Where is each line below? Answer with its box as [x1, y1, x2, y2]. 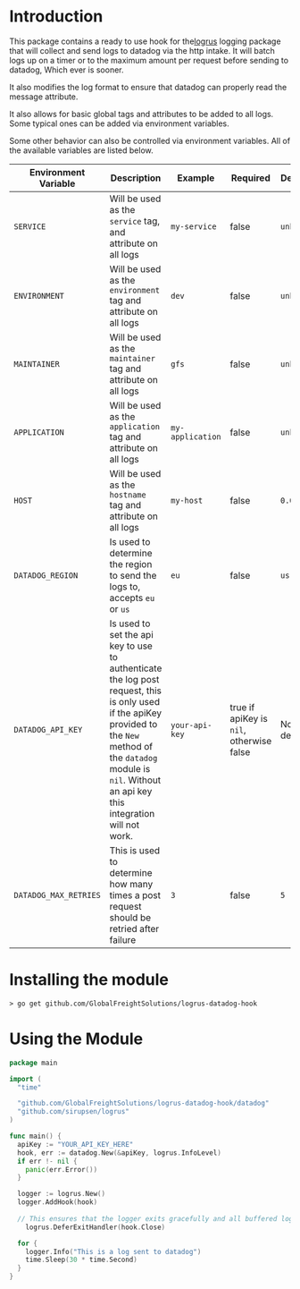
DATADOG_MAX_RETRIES [13, 890, 101, 900]
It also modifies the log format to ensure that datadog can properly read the [9, 81, 287, 92]
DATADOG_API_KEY [13, 725, 83, 734]
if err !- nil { [17, 1157, 78, 1166]
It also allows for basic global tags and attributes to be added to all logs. [9, 108, 274, 119]
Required [230, 172, 271, 184]
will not [109, 818, 140, 831]
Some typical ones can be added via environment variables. [9, 118, 229, 129]
